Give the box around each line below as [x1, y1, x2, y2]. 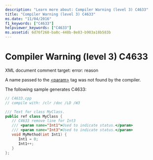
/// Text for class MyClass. [5, 109, 65, 114]
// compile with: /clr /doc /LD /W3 [5, 100, 80, 106]
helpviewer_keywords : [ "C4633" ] [5, 26, 71, 30]
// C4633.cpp [5, 96, 32, 101]
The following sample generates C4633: [5, 86, 87, 92]
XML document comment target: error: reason [5, 67, 98, 73]
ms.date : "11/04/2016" [5, 16, 52, 21]
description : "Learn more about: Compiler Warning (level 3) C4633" [5, 7, 149, 12]
